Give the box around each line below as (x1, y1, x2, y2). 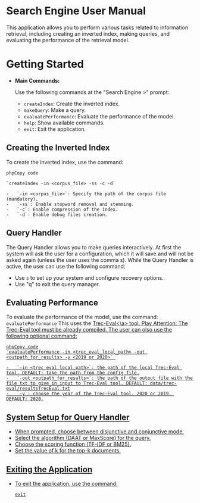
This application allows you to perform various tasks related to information (6, 24, 189, 31)
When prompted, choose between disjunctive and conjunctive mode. (14, 428, 185, 435)
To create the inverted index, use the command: (6, 158, 124, 165)
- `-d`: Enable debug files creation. (6, 211, 108, 218)
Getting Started (6, 58, 85, 71)
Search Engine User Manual (6, 4, 146, 18)
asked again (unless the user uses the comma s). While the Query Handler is (6, 256, 194, 263)
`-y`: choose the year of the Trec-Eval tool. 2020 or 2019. (17, 391, 171, 397)
